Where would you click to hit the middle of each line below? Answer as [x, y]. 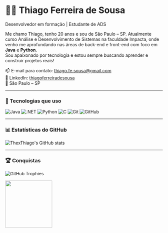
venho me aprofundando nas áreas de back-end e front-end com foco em [81, 44]
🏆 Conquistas [23, 161]
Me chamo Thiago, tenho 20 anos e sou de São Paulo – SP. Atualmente [78, 34]
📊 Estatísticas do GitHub [36, 130]
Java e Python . [21, 50]
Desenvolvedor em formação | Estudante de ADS [56, 24]
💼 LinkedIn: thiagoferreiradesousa [40, 78]
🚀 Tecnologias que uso [33, 101]
